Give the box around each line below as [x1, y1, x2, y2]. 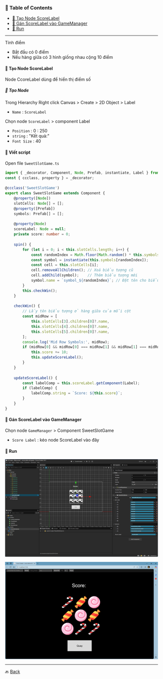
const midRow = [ [22, 314, 57, 319]
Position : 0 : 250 [12, 128, 48, 134]
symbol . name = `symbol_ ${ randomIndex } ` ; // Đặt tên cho [31, 278, 147, 283]
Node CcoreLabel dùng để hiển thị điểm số [5, 76, 91, 82]
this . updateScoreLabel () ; [31, 355, 83, 360]
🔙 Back [5, 669, 20, 675]
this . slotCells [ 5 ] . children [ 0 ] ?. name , [31, 329, 110, 334]
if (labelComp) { [22, 386, 57, 391]
